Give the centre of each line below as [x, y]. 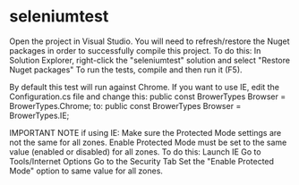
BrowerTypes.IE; [39, 115]
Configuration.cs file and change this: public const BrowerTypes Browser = [148, 97]
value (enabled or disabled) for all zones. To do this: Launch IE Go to [135, 151]
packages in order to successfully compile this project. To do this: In [135, 50]
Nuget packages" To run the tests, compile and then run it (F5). [126, 70]
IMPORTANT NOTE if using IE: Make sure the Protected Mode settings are [145, 132]
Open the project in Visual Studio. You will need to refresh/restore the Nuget [149, 41]
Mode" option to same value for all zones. [86, 171]
